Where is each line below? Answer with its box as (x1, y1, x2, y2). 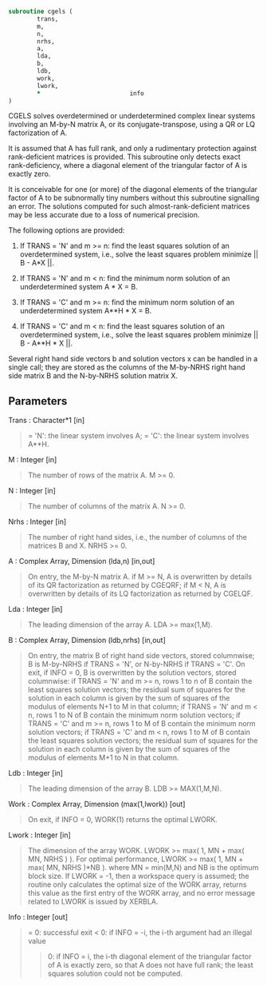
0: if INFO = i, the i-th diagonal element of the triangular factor (47, 952, 252, 961)
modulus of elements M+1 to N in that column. (27, 752, 179, 763)
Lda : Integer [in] (8, 605, 63, 614)
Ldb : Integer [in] (8, 768, 64, 778)
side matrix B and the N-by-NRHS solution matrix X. (8, 371, 178, 381)
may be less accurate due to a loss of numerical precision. (8, 210, 200, 220)
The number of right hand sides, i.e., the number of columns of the (27, 533, 247, 542)
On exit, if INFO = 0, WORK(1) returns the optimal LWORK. (27, 815, 218, 824)
